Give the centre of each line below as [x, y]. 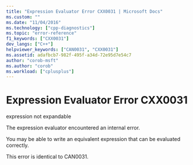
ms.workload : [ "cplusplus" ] [40, 71]
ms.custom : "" [23, 17]
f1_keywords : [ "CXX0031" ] [37, 39]
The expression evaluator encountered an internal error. [73, 128]
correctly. [17, 145]
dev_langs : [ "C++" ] [30, 44]
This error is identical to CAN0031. [47, 157]
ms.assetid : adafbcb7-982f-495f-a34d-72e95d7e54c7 [69, 55]
